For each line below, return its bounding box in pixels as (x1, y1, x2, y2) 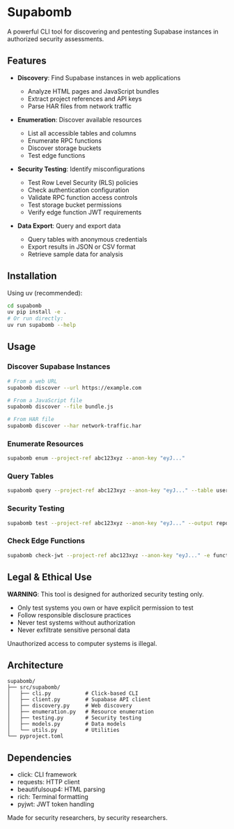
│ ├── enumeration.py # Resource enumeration (7, 708, 155, 716)
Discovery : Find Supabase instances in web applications (17, 73, 181, 82)
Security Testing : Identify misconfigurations (17, 165, 145, 173)
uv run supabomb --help (7, 322, 77, 329)
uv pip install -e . (7, 309, 68, 316)
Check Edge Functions (7, 536, 86, 545)
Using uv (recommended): (7, 288, 83, 297)
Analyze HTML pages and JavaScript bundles (27, 87, 159, 95)
